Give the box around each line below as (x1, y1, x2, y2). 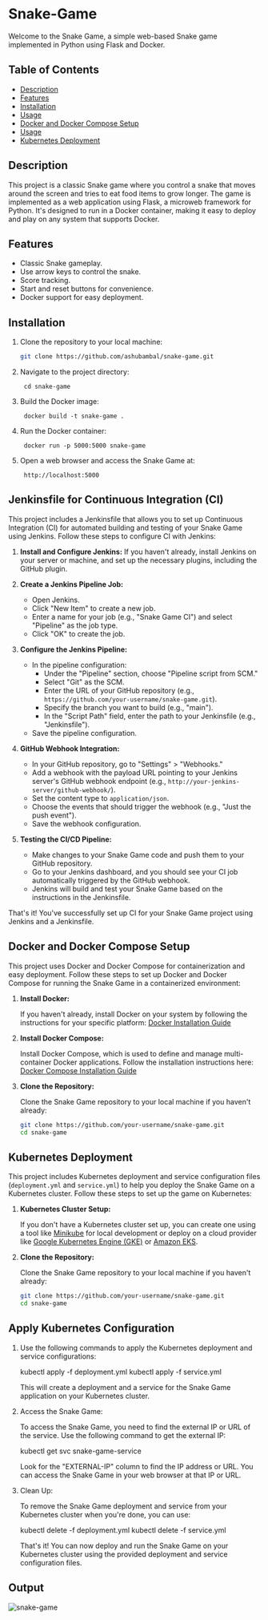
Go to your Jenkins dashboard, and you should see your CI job (31, 867, 238, 876)
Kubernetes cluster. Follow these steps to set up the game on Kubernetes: (8, 1189, 252, 1198)
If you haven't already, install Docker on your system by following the (19, 1009, 248, 1019)
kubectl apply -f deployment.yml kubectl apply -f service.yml (19, 1367, 222, 1376)
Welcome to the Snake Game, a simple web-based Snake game (8, 31, 218, 41)
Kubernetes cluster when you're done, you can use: (19, 1509, 190, 1519)
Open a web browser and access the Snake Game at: (19, 456, 196, 466)
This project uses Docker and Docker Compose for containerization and (8, 961, 246, 971)
